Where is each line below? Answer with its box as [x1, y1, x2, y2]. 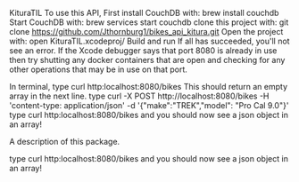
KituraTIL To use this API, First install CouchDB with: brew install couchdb [9, 8, 279, 18]
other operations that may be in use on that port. [9, 64, 187, 75]
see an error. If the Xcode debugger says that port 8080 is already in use [9, 45, 278, 56]
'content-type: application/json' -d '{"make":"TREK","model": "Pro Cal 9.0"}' [9, 100, 289, 110]
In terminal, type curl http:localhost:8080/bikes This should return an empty [9, 82, 288, 91]
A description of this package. [9, 137, 120, 146]
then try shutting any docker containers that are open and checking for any [9, 55, 286, 65]
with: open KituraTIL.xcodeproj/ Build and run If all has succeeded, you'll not [9, 36, 290, 46]
